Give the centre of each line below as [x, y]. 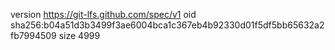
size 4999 [79, 35]
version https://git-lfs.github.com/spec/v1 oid [103, 14]
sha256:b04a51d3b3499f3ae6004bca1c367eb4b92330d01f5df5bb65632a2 [167, 25]
